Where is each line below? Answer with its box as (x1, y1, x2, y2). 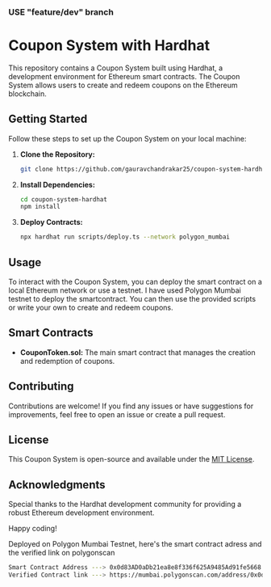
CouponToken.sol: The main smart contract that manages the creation (19, 347, 256, 357)
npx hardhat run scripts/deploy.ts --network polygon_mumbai (19, 233, 231, 241)
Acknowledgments (8, 478, 106, 492)
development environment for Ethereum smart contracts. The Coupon (8, 71, 240, 81)
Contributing (8, 379, 74, 394)
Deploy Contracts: (19, 217, 83, 227)
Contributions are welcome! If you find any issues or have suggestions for (8, 401, 254, 411)
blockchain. (8, 88, 47, 99)
